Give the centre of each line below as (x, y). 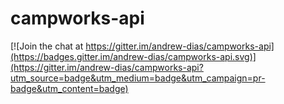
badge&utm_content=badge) (69, 88)
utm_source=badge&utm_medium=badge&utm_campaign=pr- (138, 78)
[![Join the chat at (47, 46)
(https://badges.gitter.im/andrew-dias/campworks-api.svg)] (133, 56)
